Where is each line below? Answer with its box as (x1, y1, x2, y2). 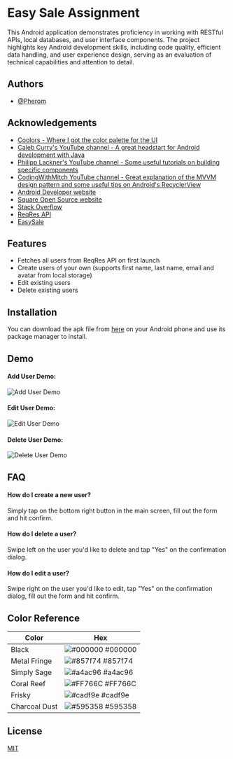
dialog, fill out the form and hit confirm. (7, 592, 120, 600)
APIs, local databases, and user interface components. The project (7, 35, 200, 43)
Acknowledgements (7, 117, 97, 129)
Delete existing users (17, 286, 78, 295)
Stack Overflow (17, 202, 63, 211)
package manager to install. (7, 333, 87, 341)
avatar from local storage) (17, 271, 92, 279)
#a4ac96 (103, 667, 134, 677)
